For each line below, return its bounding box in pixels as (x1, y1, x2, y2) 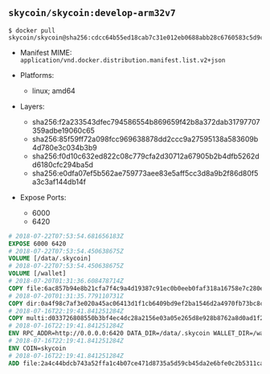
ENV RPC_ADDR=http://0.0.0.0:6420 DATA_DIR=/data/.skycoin (8, 330, 211, 338)
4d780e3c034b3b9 (31, 142, 98, 152)
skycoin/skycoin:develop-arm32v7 (8, 7, 177, 19)
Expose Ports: (19, 192, 67, 202)
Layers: (19, 101, 45, 111)
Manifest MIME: (19, 47, 72, 57)
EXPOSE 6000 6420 (8, 240, 67, 248)
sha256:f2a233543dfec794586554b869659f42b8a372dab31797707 (31, 117, 260, 126)
